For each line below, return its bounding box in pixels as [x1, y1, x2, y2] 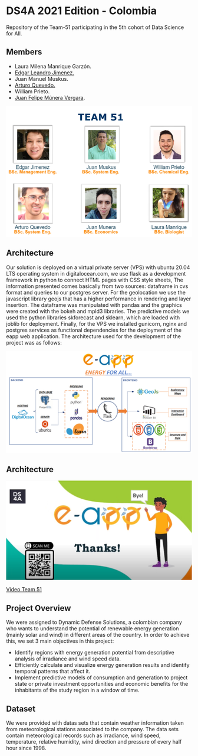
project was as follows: [6, 339, 62, 346]
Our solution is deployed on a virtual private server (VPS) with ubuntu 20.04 [6, 264, 190, 271]
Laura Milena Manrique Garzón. [14, 63, 91, 70]
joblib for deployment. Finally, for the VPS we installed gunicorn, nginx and [6, 320, 187, 327]
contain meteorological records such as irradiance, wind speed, [6, 732, 161, 739]
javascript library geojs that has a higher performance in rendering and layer [6, 295, 192, 302]
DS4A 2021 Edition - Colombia [6, 4, 157, 18]
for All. [6, 30, 22, 37]
